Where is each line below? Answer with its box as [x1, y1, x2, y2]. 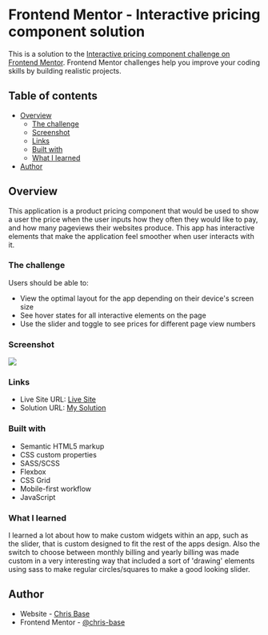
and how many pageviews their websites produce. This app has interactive [8, 222, 255, 233]
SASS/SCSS [19, 458, 60, 468]
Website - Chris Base [19, 609, 90, 618]
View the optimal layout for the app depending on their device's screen [19, 294, 254, 303]
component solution [8, 22, 146, 41]
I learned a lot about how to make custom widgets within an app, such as [8, 530, 249, 541]
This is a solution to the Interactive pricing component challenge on [8, 49, 230, 58]
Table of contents [8, 90, 98, 103]
